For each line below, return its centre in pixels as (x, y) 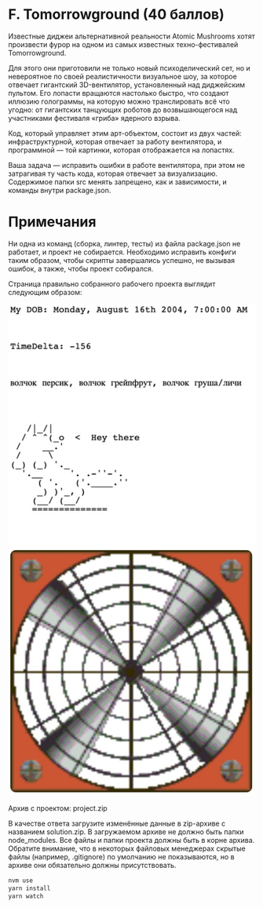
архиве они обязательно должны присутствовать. (92, 865)
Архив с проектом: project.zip (58, 808)
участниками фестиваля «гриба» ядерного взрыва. (94, 118)
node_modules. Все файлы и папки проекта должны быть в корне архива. (131, 840)
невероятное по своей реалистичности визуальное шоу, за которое (122, 76)
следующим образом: (45, 292)
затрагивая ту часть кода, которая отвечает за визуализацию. (113, 173)
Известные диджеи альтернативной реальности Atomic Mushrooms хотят (131, 36)
